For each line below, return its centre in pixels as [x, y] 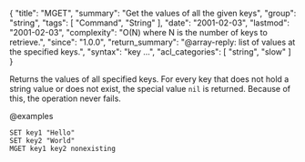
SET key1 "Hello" [42, 133]
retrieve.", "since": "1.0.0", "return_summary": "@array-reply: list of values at [152, 42]
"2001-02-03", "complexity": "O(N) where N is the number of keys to [139, 32]
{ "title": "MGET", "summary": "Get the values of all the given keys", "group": [153, 13]
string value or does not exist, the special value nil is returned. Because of [150, 89]
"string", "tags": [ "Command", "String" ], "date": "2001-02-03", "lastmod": [149, 23]
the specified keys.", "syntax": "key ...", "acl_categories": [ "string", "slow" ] [150, 52]
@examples [31, 116]
